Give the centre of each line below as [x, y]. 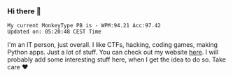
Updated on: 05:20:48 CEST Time [54, 32]
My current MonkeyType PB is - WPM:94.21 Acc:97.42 [84, 26]
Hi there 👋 [24, 11]
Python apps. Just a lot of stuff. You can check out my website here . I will [113, 52]
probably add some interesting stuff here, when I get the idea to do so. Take [116, 59]
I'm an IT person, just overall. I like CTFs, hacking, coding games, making [113, 45]
